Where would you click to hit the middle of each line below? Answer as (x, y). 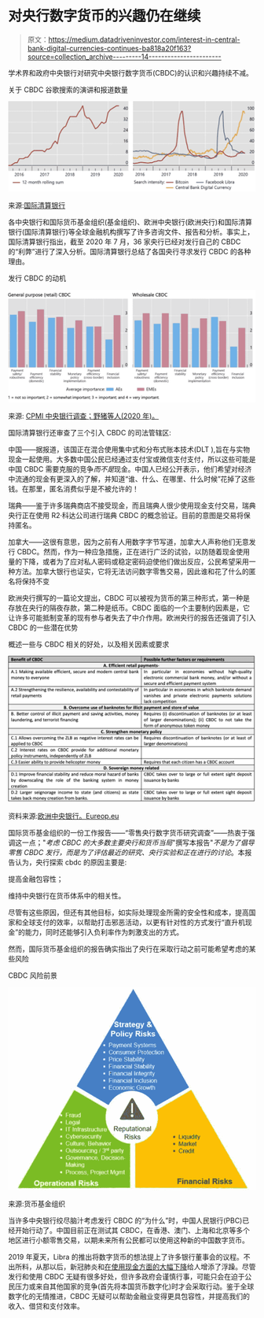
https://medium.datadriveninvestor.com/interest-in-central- (144, 39)
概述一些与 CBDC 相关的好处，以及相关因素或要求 (89, 644)
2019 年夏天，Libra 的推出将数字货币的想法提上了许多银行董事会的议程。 (126, 1257)
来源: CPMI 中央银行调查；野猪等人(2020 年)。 (84, 416)
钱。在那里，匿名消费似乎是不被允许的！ (73, 488)
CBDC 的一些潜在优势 (43, 628)
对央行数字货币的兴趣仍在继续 (105, 16)
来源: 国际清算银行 (37, 205)
